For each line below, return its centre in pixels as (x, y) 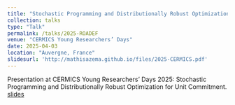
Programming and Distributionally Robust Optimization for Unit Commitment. (117, 86)
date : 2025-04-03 (33, 46)
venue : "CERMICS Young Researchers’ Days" (70, 40)
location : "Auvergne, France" (51, 53)
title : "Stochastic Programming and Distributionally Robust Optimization (119, 14)
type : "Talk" (26, 27)
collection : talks (34, 20)
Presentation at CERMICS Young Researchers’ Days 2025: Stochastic (107, 79)
